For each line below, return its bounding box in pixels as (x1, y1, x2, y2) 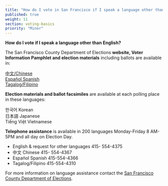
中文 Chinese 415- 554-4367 (12, 149, 72, 155)
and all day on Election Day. (15, 134, 73, 140)
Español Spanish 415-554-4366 (12, 155, 78, 161)
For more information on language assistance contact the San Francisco (5, 170, 154, 176)
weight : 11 (5, 17, 28, 22)
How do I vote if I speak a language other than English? (5, 40, 121, 46)
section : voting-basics (5, 21, 55, 27)
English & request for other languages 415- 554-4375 (12, 143, 122, 149)
